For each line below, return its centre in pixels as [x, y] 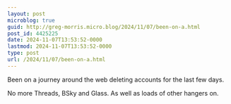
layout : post [26, 14]
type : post [23, 53]
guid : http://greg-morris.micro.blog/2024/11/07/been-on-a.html [104, 27]
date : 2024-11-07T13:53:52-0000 [55, 40]
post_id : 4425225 [33, 33]
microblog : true [31, 20]
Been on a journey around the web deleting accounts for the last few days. [116, 79]
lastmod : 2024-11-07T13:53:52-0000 [60, 46]
